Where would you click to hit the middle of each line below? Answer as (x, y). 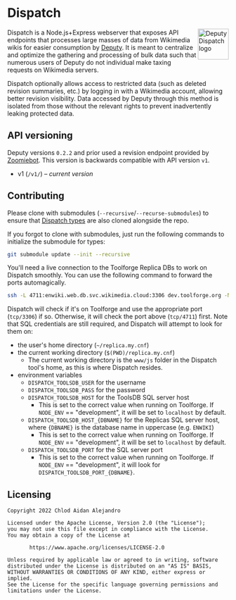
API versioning (40, 136)
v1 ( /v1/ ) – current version (55, 173)
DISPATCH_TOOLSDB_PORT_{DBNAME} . (87, 473)
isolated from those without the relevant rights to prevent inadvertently (110, 106)
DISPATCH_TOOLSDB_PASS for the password (86, 390)
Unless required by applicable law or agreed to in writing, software (113, 560)
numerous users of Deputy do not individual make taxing (89, 62)
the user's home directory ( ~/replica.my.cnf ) (83, 345)
